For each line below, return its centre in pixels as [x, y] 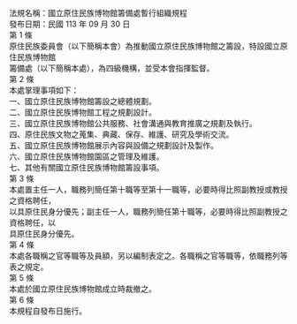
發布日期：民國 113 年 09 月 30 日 [70, 24]
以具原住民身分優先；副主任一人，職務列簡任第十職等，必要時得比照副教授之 [148, 211]
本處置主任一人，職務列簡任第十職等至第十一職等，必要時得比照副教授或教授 [148, 189]
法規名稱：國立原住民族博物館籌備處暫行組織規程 [98, 13]
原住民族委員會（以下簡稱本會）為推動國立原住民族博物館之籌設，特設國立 [145, 46]
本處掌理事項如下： [44, 90]
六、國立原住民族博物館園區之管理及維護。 [87, 156]
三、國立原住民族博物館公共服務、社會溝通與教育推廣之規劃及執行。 [133, 123]
